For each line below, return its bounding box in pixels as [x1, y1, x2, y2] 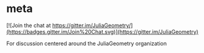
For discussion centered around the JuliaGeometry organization [6, 40, 167, 47]
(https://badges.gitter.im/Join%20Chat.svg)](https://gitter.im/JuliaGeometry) [6, 28, 199, 35]
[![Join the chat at [6, 22, 51, 29]
